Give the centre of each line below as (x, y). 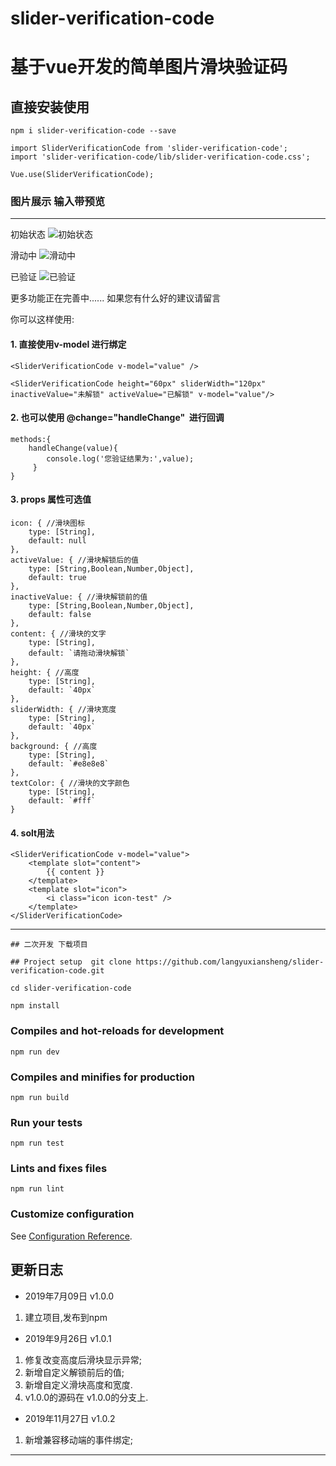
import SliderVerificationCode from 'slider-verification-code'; (149, 148)
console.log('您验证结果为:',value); (120, 458)
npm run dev (35, 1052)
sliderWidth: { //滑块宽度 (63, 710)
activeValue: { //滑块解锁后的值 (74, 560)
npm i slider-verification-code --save (93, 131)
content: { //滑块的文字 (58, 634)
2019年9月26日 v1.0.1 (68, 1338)
